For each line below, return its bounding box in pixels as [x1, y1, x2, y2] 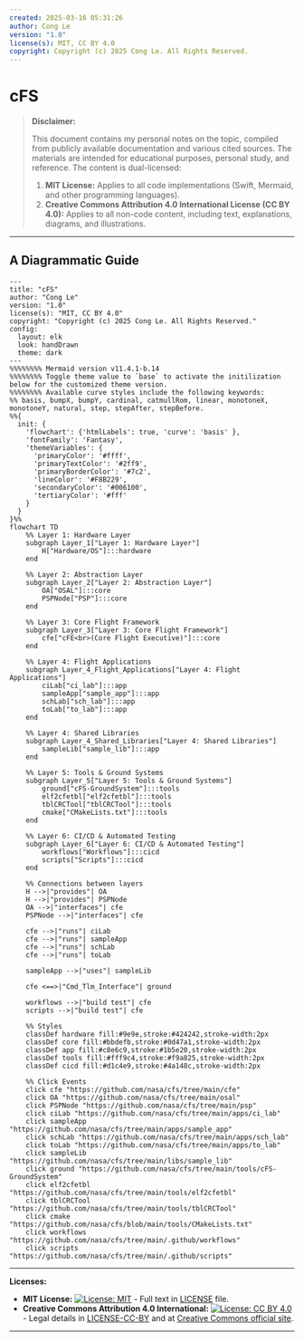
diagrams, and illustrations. [44, 218, 147, 229]
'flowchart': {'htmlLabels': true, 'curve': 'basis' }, [25, 427, 242, 436]
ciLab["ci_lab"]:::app [42, 681, 128, 690]
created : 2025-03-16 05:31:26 [9, 13, 124, 23]
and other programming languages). [44, 189, 180, 200]
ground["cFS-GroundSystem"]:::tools [42, 784, 180, 793]
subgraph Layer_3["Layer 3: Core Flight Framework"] [25, 626, 229, 635]
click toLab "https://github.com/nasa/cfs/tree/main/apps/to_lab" [25, 1140, 281, 1150]
